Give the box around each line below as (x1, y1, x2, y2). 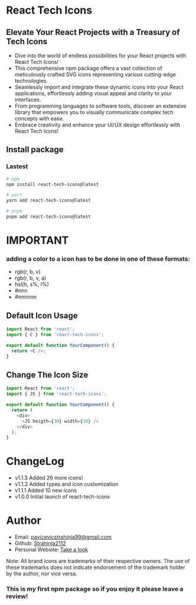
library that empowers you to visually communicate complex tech (14, 109, 174, 115)
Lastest (6, 162, 28, 170)
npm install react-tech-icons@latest (6, 181, 99, 187)
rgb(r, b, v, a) (14, 275, 47, 282)
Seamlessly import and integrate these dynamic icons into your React (14, 83, 184, 91)
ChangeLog (6, 455, 64, 468)
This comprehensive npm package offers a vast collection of (14, 65, 162, 72)
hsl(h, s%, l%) (14, 281, 49, 288)
